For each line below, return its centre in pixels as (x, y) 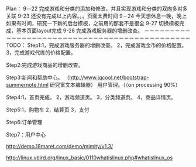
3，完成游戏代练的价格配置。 (41, 52)
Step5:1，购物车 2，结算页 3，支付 (48, 110)
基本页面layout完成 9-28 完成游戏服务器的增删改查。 (80, 30)
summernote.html (27, 85)
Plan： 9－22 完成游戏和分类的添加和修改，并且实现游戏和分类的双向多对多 (97, 8)
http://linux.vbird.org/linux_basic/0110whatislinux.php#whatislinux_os (90, 158)
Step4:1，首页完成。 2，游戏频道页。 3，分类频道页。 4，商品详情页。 (91, 97)
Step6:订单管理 (24, 122)
